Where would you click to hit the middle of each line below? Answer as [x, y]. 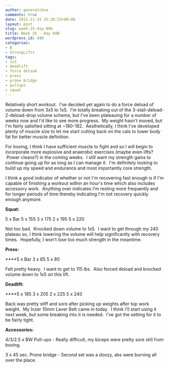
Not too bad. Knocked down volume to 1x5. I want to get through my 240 [82, 229]
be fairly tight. [20, 320]
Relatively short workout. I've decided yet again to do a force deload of [79, 104]
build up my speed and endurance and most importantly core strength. [79, 168]
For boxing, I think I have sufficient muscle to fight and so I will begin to [79, 146]
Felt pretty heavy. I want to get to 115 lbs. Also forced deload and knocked [83, 269]
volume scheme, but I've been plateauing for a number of [97, 115]
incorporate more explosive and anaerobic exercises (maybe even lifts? [79, 152]
